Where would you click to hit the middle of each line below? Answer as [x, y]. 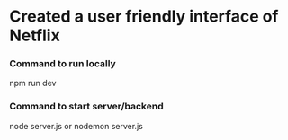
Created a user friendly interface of [144, 17]
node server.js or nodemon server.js [76, 126]
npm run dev [33, 83]
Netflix [35, 35]
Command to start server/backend [86, 107]
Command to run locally [63, 64]
